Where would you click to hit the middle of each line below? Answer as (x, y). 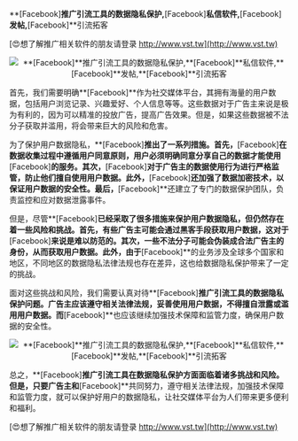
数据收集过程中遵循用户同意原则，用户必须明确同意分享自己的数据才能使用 (145, 155)
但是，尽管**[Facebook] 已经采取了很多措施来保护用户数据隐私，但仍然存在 (147, 219)
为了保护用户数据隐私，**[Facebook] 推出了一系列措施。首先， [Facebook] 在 (148, 144)
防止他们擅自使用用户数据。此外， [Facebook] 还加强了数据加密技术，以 (154, 178)
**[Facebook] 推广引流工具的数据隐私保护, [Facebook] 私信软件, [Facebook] (145, 14)
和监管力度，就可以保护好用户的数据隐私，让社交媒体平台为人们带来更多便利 (149, 397)
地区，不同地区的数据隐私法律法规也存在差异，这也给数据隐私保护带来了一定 (149, 263)
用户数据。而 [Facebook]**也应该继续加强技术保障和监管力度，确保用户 (146, 315)
